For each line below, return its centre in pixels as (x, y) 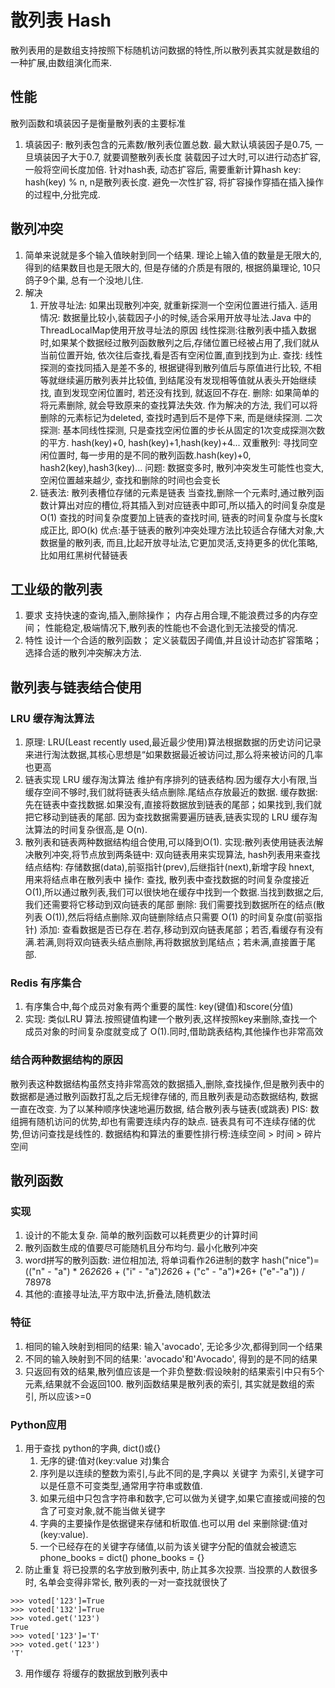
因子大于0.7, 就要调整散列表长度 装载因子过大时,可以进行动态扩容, (186, 157)
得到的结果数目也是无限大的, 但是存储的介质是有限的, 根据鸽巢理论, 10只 (173, 267)
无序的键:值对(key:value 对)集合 (104, 1460)
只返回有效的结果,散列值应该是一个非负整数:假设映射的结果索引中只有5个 (174, 1371)
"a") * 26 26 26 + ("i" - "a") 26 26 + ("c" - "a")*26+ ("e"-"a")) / (179, 1272)
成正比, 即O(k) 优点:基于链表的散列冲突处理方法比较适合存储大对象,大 (182, 530)
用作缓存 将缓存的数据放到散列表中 (96, 1673)
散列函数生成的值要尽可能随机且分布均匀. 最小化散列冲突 (141, 1248)
